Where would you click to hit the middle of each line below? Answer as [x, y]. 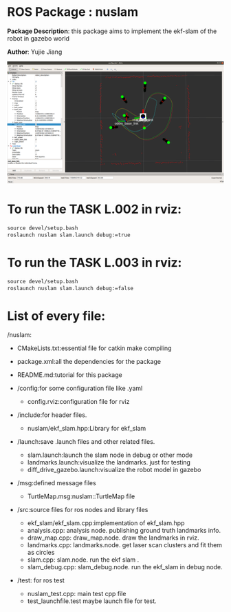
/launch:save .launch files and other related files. [86, 442]
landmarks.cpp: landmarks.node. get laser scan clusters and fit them [124, 545]
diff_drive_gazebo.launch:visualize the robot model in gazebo [114, 470]
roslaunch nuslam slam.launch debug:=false [70, 289]
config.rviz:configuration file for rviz [78, 402]
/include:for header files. [52, 415]
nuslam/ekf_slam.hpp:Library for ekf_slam [87, 429]
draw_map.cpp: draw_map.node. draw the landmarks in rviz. [113, 538]
